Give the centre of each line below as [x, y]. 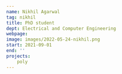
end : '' [16, 51]
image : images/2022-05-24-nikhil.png [53, 39]
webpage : [17, 34]
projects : [19, 56]
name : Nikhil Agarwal [33, 12]
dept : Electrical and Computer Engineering [61, 28]
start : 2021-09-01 [29, 45]
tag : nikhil [21, 17]
